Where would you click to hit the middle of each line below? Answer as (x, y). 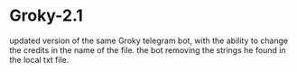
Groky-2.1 (46, 16)
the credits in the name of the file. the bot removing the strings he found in (148, 49)
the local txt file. (39, 59)
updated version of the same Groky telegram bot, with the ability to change (149, 40)
